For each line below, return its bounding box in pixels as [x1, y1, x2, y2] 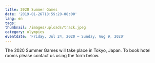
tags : [5, 20, 16, 26]
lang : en [5, 16, 23, 21]
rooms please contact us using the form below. [5, 52, 99, 58]
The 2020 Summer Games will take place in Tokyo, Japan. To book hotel [5, 47, 151, 53]
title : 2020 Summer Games [5, 7, 58, 12]
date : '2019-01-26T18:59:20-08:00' [5, 12, 77, 16]
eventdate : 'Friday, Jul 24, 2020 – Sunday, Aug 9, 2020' [5, 34, 125, 39]
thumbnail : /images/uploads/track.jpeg [5, 25, 86, 30]
